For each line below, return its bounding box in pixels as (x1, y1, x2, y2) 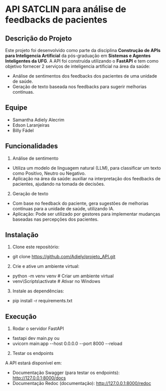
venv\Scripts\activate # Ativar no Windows (12, 278, 100, 284)
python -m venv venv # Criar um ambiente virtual (12, 273, 114, 279)
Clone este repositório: (12, 244, 60, 250)
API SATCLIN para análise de (5, 4, 126, 15)
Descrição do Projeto (5, 34, 72, 43)
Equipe (5, 104, 27, 112)
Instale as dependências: (12, 288, 64, 294)
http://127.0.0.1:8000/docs (12, 375, 66, 381)
